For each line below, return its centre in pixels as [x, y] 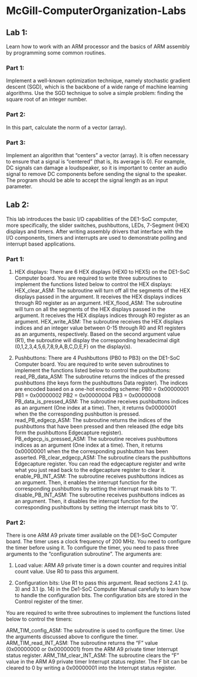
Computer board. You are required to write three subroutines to [91, 278]
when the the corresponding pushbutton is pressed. [77, 414]
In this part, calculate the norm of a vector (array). [67, 127]
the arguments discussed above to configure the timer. [72, 637]
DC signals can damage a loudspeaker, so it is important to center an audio [97, 168]
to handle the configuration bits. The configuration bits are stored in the [101, 596]
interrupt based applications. [41, 244]
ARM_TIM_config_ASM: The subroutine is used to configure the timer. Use [95, 631]
